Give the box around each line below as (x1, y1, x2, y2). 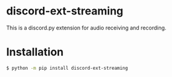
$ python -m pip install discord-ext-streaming (6, 65, 129, 71)
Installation (6, 45, 64, 59)
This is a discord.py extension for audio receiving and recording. (6, 24, 167, 31)
